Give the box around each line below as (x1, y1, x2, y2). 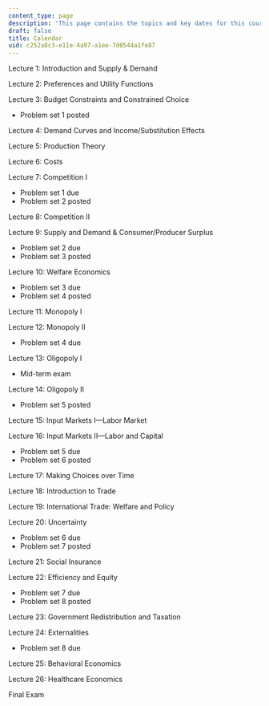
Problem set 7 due (19, 588, 81, 598)
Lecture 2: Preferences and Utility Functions (8, 79, 154, 89)
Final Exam (8, 690, 45, 700)
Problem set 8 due (19, 643, 82, 653)
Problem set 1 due (19, 188, 80, 197)
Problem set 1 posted (19, 110, 90, 120)
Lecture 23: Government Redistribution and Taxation (8, 612, 182, 622)
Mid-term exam (19, 369, 71, 379)
